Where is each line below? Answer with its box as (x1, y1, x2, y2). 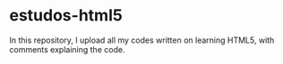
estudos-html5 (9, 5, 123, 26)
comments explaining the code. (9, 44, 125, 54)
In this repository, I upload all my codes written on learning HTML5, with (9, 35, 275, 45)
